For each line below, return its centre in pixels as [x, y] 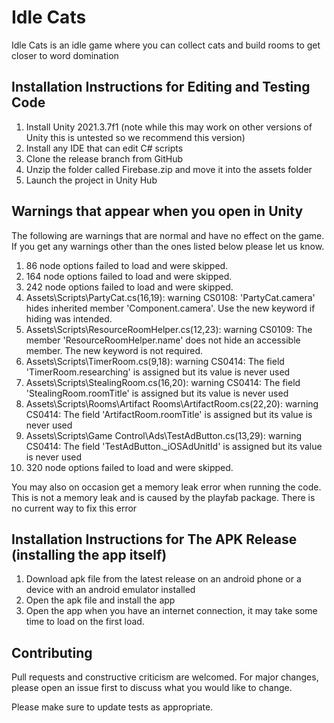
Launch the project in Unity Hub [91, 180]
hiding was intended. [69, 318]
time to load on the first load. [85, 622]
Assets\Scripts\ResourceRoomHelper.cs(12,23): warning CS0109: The [169, 329]
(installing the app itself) [89, 554]
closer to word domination [65, 55]
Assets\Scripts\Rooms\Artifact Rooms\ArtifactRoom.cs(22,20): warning [172, 403]
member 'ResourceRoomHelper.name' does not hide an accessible [163, 340]
